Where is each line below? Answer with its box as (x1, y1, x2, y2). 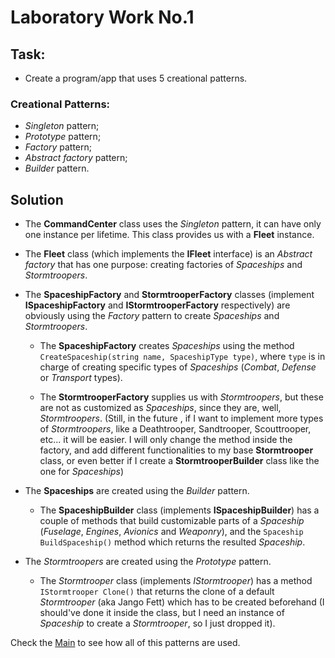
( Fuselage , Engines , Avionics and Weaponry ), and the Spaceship (39, 526, 304, 538)
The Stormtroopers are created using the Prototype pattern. (24, 556, 272, 568)
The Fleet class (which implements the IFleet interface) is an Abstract (24, 248, 313, 260)
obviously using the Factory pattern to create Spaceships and (24, 310, 280, 322)
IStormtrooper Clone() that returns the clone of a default (39, 586, 275, 598)
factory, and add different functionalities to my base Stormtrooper (39, 444, 314, 456)
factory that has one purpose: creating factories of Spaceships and (24, 259, 303, 271)
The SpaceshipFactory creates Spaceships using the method (39, 340, 295, 352)
